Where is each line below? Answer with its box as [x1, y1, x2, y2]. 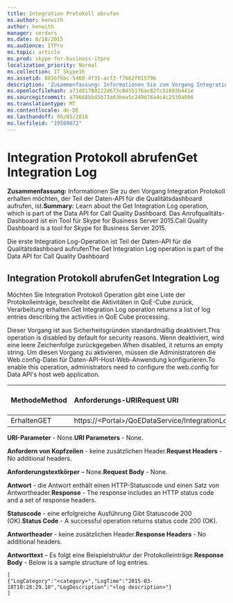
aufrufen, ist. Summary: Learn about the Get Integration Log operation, [7, 202, 209, 210]
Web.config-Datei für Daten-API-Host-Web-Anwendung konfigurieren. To [7, 356, 216, 364]
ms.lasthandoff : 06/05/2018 [7, 113, 89, 120]
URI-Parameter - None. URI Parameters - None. [7, 434, 144, 442]
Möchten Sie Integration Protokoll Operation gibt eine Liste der [7, 290, 186, 299]
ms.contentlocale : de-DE [7, 107, 79, 114]
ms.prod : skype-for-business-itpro [7, 55, 110, 62]
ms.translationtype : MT [7, 101, 76, 107]
